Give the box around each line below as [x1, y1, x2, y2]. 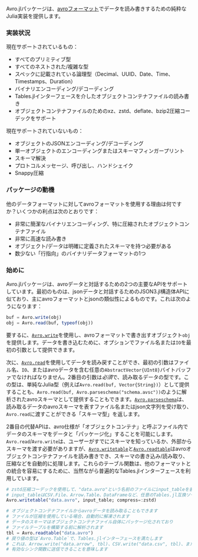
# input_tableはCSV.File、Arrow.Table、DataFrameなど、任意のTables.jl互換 [6, 492, 187, 498]
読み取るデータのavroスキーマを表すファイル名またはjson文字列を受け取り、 [6, 403, 192, 410]
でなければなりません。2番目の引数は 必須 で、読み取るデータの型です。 [11, 373, 184, 380]
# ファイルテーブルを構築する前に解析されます [6, 525, 104, 530]
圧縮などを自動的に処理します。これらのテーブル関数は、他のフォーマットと [6, 460, 192, 467]
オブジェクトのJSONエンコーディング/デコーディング [14, 140, 144, 147]
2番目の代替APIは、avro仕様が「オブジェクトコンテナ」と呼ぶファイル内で [6, 423, 189, 430]
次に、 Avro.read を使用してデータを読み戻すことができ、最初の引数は [6, 359, 174, 366]
